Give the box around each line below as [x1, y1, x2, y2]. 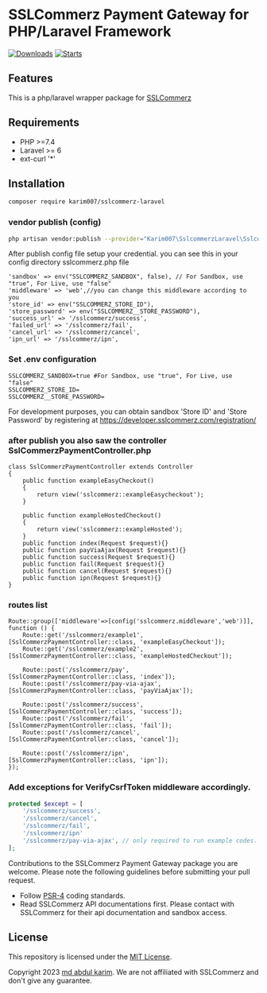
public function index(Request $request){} [22, 539, 169, 547]
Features [8, 71, 53, 85]
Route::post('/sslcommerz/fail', [22, 715, 133, 723]
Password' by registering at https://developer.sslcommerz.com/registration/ [8, 415, 257, 424]
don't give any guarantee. [8, 976, 93, 985]
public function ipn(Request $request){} [22, 574, 161, 582]
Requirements [8, 116, 79, 129]
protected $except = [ [8, 800, 83, 808]
